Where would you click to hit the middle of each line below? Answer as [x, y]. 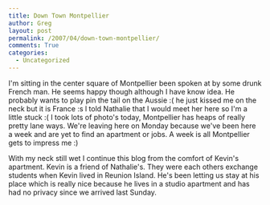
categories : [28, 53]
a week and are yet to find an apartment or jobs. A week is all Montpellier [129, 134]
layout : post [30, 30]
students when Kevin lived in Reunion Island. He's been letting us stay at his [134, 175]
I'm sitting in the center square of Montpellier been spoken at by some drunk [135, 83]
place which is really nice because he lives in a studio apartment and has [129, 183]
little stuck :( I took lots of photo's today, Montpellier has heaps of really [127, 117]
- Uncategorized [43, 61]
